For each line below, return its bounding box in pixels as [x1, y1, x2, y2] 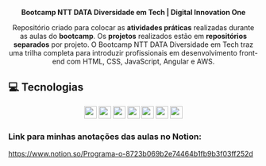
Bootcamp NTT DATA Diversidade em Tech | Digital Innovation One [21, 8, 246, 17]
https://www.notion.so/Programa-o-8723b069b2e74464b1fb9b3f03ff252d [8, 149, 254, 159]
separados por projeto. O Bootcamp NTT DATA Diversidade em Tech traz [13, 40, 254, 49]
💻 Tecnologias [8, 80, 84, 95]
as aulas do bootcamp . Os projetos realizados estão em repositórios [19, 32, 248, 41]
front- [239, 48, 258, 57]
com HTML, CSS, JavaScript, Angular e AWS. [66, 56, 215, 66]
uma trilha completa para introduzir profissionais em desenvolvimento [9, 48, 238, 57]
